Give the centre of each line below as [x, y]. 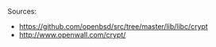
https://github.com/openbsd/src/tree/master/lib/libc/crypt [113, 26]
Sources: [22, 11]
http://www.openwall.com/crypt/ [72, 35]
